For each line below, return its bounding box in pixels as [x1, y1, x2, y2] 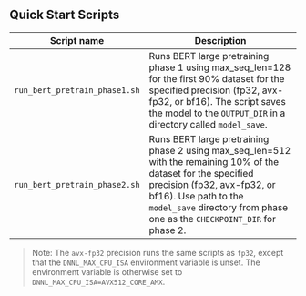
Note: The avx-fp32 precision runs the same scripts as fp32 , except [31, 247, 284, 258]
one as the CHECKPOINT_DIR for [148, 212, 276, 225]
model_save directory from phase [148, 200, 289, 213]
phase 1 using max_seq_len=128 [148, 61, 291, 74]
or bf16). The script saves [174, 95, 287, 107]
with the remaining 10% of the [148, 155, 280, 168]
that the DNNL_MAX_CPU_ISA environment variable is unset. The [31, 257, 261, 268]
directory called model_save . [148, 117, 268, 130]
